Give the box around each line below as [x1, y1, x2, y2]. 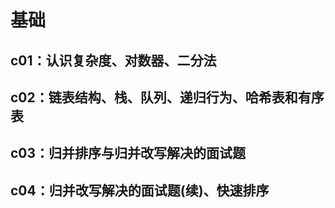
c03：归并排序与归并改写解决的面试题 [10, 145, 247, 162]
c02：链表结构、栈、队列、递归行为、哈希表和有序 [10, 89, 325, 106]
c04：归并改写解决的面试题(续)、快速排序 [10, 182, 270, 199]
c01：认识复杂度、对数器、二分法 [10, 52, 217, 69]
